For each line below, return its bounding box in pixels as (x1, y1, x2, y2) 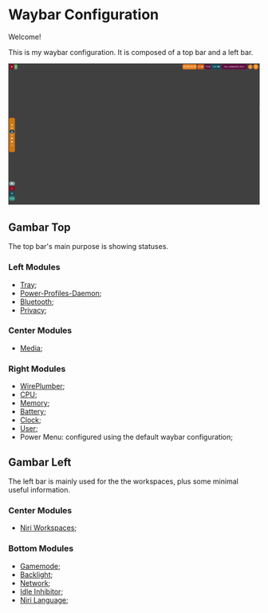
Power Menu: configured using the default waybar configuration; (19, 433, 234, 442)
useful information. (8, 484, 70, 494)
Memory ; (19, 398, 50, 408)
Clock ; (19, 415, 41, 425)
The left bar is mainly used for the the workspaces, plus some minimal (8, 477, 239, 486)
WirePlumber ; (19, 382, 65, 391)
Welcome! (8, 32, 41, 42)
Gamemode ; (19, 561, 61, 571)
